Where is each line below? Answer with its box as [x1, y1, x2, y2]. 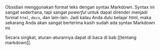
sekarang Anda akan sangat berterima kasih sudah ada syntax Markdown [5, 20, 155, 25]
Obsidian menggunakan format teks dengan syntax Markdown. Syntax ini [5, 4, 155, 10]
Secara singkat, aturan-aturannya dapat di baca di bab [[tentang [5, 34, 137, 40]
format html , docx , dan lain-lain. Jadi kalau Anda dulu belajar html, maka [5, 15, 152, 20]
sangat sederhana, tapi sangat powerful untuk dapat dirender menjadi [5, 9, 148, 15]
